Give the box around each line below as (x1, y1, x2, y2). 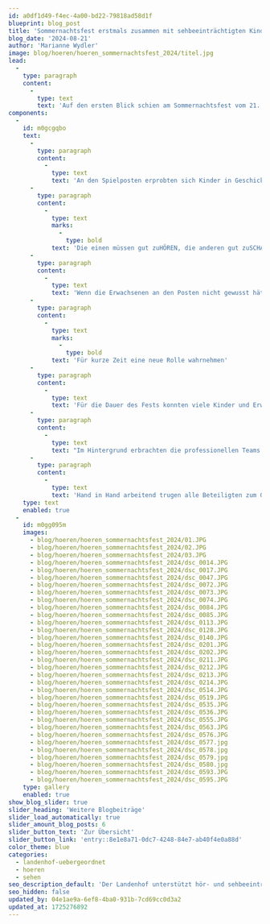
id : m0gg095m (22, 521, 67, 529)
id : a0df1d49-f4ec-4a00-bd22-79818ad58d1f (8, 11, 153, 20)
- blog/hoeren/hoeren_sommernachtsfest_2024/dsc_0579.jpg (29, 753, 228, 761)
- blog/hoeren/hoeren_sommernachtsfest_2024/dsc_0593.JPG (29, 769, 228, 777)
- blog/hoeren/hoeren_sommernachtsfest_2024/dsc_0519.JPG (29, 694, 228, 702)
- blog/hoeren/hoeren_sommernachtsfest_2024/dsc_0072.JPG (29, 581, 228, 589)
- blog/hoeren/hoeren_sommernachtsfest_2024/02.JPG (29, 544, 207, 552)
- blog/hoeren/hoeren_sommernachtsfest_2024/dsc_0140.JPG (29, 633, 228, 641)
